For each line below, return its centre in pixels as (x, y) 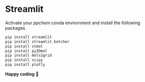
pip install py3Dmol (26, 51)
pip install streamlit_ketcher (37, 41)
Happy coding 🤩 (22, 74)
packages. (16, 28)
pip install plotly (25, 65)
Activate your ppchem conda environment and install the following (73, 23)
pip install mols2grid (28, 55)
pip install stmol (24, 46)
